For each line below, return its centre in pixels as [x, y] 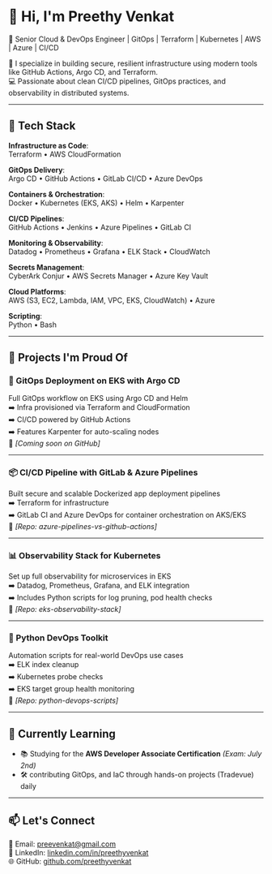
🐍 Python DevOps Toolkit [58, 638]
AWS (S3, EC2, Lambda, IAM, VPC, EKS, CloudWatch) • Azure [112, 300]
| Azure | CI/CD [34, 47]
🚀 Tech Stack [42, 126]
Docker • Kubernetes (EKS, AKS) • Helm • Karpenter [96, 203]
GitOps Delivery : [37, 170]
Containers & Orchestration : [57, 194]
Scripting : [25, 316]
